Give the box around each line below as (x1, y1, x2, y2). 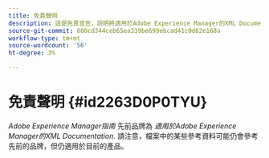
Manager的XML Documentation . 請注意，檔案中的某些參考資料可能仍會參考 (8, 131, 259, 140)
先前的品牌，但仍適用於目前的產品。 (8, 141, 128, 151)
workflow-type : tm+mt (8, 34, 81, 43)
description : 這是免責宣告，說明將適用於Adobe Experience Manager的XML (8, 19, 236, 27)
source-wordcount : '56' (8, 42, 88, 50)
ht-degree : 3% (8, 49, 56, 57)
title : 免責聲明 (8, 11, 58, 20)
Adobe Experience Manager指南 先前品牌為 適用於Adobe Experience (8, 121, 237, 131)
